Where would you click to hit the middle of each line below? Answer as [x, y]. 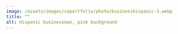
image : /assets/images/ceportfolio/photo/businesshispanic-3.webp [89, 11]
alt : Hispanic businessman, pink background [62, 22]
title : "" [18, 17]
